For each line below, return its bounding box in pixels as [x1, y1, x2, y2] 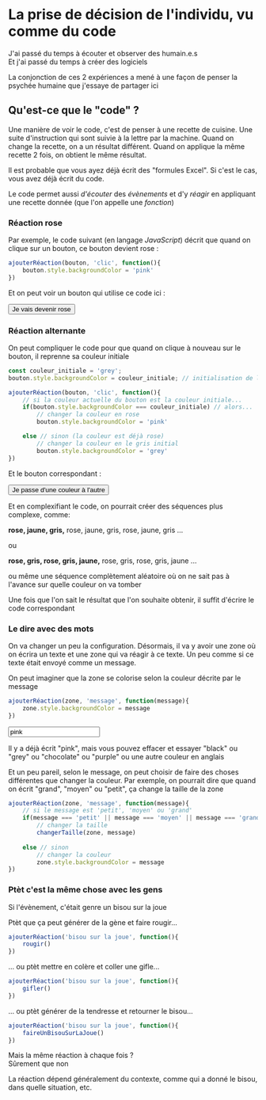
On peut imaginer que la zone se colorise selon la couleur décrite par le [8, 673, 241, 683]
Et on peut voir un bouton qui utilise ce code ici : [8, 287, 166, 298]
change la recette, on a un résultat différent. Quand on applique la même [8, 141, 245, 151]
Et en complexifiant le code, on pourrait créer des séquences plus [8, 501, 223, 511]
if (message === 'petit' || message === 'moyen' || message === [22, 814, 236, 822]
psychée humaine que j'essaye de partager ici [8, 81, 159, 90]
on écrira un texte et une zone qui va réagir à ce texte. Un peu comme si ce [8, 649, 254, 659]
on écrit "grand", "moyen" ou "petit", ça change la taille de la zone [8, 784, 224, 794]
